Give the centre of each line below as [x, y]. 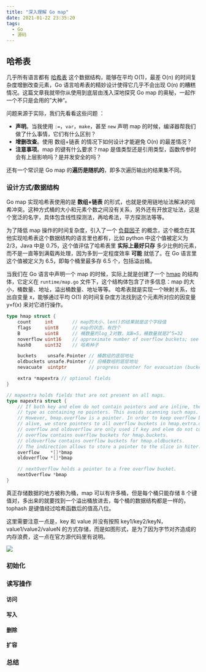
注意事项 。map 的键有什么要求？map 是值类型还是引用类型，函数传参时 [106, 149]
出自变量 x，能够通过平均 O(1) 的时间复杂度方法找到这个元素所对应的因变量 [101, 297]
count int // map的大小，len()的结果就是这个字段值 [92, 322]
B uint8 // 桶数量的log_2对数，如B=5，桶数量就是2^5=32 [100, 333]
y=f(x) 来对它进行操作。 [36, 305]
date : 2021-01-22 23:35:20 [41, 18]
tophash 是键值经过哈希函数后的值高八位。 [60, 508]
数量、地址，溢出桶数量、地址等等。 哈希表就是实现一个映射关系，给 [109, 290]
